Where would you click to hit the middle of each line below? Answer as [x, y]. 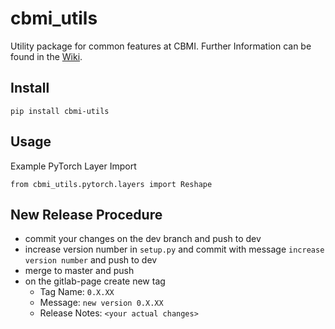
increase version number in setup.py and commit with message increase [174, 249]
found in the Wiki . [46, 56]
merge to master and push [79, 271]
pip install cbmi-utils [60, 111]
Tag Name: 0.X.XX [77, 292]
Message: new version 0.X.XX [101, 303]
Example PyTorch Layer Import [73, 166]
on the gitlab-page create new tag [95, 281]
